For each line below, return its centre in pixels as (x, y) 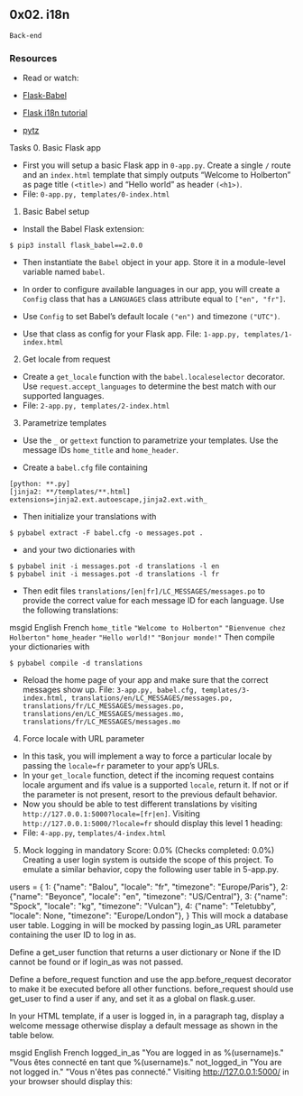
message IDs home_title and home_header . (100, 450)
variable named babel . (64, 272)
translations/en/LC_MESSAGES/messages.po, (152, 698)
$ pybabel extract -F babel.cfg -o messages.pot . (106, 533)
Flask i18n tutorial (55, 113)
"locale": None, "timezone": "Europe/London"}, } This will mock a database (149, 916)
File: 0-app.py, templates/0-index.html (96, 194)
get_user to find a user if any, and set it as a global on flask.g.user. (133, 999)
